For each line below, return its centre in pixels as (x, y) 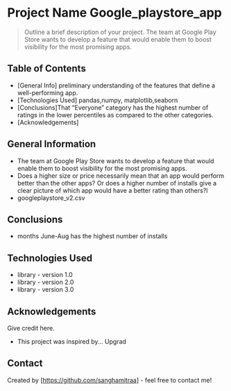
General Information (52, 144)
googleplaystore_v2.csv (51, 198)
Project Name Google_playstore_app (114, 13)
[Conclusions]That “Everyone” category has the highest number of (113, 107)
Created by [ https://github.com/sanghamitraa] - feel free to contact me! (110, 380)
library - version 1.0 (45, 275)
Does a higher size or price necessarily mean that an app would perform (121, 176)
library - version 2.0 (45, 282)
